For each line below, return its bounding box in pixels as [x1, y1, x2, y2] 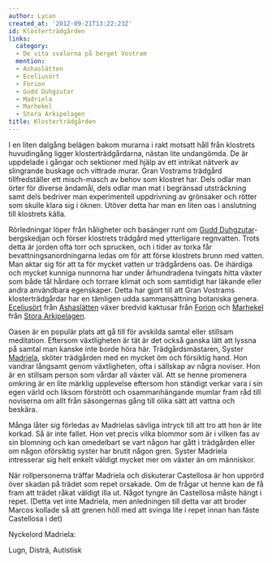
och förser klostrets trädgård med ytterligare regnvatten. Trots [51, 233, 260, 243]
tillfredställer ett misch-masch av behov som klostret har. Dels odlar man [8, 174, 252, 184]
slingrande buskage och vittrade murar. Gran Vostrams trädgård [8, 166, 222, 175]
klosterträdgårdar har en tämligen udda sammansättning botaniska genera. [8, 293, 259, 303]
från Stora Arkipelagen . [8, 310, 87, 321]
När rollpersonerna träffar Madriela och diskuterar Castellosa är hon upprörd [8, 470, 264, 480]
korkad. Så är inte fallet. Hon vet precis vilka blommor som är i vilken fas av [8, 428, 260, 439]
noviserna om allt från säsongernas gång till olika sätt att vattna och [8, 396, 235, 405]
